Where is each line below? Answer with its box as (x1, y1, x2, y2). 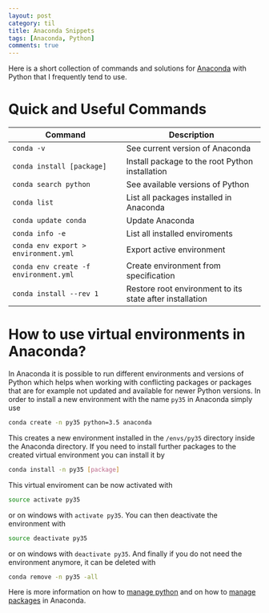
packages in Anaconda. (8, 595, 86, 606)
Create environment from (126, 260, 222, 271)
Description (168, 129, 215, 140)
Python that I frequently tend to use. (8, 72, 127, 82)
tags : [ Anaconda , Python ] (8, 34, 94, 43)
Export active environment (126, 244, 226, 255)
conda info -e (12, 229, 66, 238)
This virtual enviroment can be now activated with (8, 480, 173, 489)
